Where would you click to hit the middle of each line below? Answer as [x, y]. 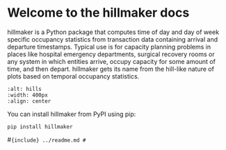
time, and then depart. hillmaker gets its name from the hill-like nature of [111, 69]
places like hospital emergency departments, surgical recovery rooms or [111, 54]
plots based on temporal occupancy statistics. [73, 76]
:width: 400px [28, 95]
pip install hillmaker [40, 126]
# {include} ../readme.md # [47, 140]
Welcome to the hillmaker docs [98, 13]
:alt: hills [24, 89]
